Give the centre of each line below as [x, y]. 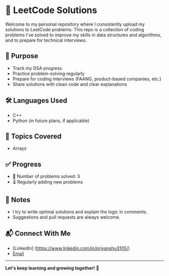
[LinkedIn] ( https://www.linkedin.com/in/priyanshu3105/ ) [71, 248]
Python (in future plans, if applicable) [51, 121]
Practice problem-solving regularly [49, 73]
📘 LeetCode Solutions [51, 10]
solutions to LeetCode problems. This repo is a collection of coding [75, 29]
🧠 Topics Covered [33, 136]
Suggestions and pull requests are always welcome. [66, 217]
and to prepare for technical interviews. [46, 40]
